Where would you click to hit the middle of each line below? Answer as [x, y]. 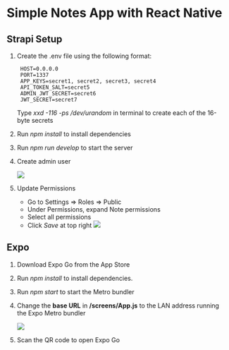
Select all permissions [59, 217]
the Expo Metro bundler [51, 313]
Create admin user [44, 161]
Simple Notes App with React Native [114, 13]
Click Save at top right [60, 225]
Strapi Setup [35, 39]
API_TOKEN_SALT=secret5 [55, 87]
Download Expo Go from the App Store [73, 264]
